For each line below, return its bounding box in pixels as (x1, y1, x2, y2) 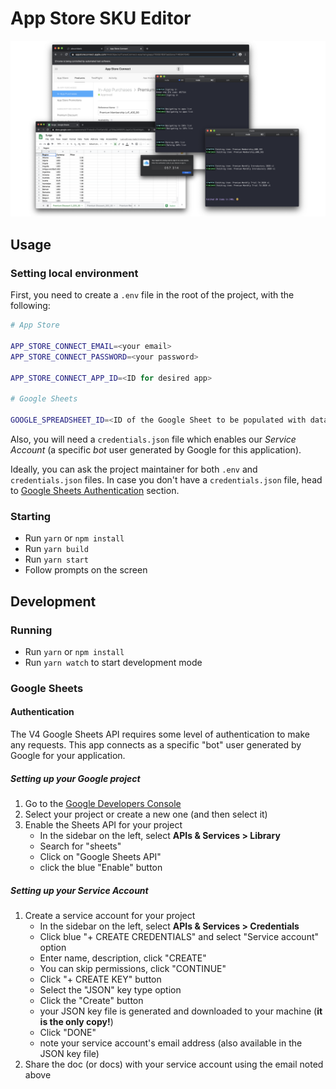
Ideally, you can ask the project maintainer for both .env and (10, 463, 258, 475)
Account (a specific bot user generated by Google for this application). (10, 443, 302, 456)
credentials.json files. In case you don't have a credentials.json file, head (10, 473, 323, 486)
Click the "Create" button (39, 994, 144, 1006)
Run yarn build (24, 543, 89, 555)
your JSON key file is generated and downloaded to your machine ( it (39, 1005, 323, 1017)
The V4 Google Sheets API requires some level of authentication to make (10, 728, 310, 741)
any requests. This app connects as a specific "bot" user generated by (10, 739, 302, 751)
